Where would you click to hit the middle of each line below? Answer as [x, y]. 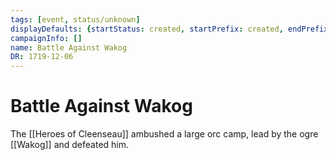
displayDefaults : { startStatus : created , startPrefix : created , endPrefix [169, 29]
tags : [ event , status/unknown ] [75, 19]
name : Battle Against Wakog [69, 47]
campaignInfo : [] [46, 38]
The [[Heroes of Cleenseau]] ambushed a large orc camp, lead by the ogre [164, 134]
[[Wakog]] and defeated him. [70, 145]
